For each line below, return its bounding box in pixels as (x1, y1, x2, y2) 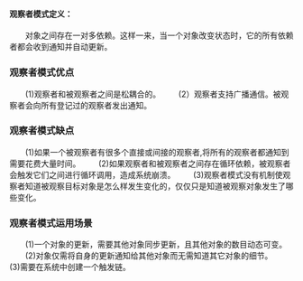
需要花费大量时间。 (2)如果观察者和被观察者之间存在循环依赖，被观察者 (9, 158, 291, 169)
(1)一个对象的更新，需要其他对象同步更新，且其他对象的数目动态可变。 (25, 239, 287, 250)
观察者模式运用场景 (9, 217, 93, 229)
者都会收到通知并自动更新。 (9, 42, 113, 52)
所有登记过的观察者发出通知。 (40, 99, 151, 110)
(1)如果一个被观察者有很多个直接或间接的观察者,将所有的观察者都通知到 (25, 146, 289, 157)
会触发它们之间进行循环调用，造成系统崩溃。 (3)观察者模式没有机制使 (9, 169, 283, 180)
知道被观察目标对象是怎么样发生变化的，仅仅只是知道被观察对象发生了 (24, 181, 286, 192)
